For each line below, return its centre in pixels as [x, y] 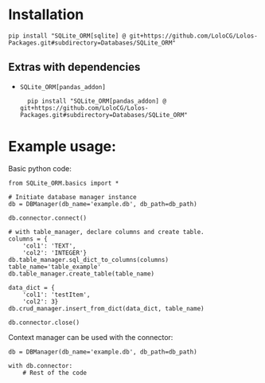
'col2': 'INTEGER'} [55, 252]
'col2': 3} [41, 301]
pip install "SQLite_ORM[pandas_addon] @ [97, 101]
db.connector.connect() [48, 218]
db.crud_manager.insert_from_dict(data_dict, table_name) [106, 308]
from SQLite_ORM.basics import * [64, 183]
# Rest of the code [55, 373]
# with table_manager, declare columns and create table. [106, 232]
